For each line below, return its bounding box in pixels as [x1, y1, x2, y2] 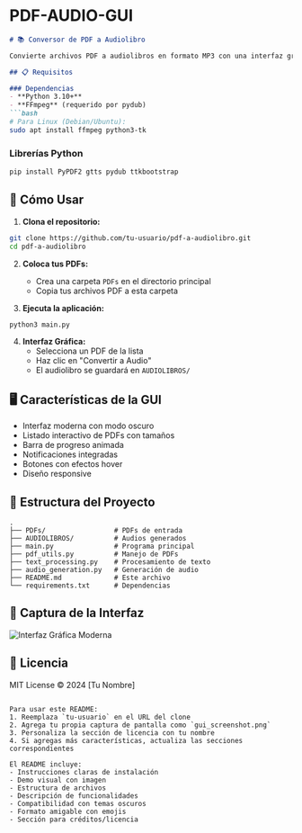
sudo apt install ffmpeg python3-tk [9, 125, 147, 135]
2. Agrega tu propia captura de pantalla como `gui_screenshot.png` [9, 721, 271, 730]
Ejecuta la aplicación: [22, 302, 105, 313]
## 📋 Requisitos [9, 67, 74, 76]
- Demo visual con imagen [9, 775, 106, 784]
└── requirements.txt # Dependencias [9, 581, 171, 590]
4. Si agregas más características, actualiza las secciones [9, 736, 244, 745]
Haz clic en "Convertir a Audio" [35, 355, 152, 366]
